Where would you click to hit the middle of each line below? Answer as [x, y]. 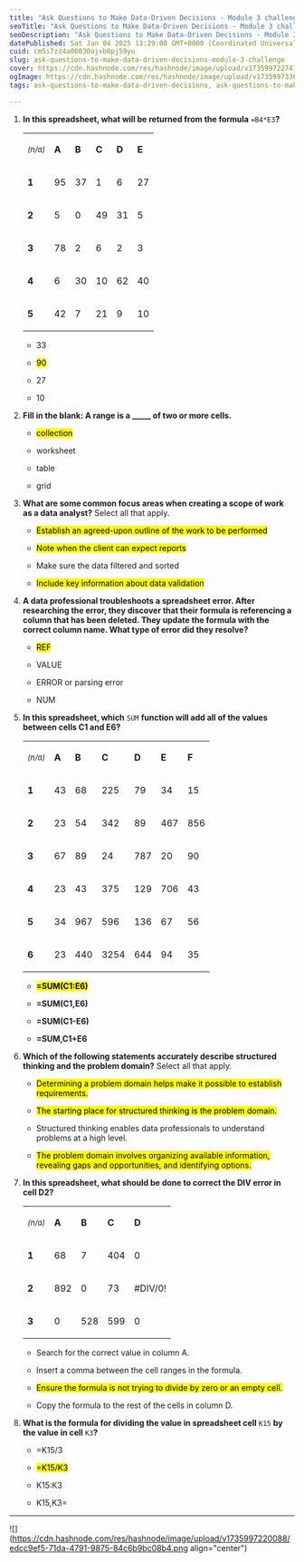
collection [54, 432]
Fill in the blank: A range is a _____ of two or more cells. [127, 415]
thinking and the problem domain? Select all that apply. [127, 1065]
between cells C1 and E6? [71, 727]
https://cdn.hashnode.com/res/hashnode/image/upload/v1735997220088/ [152, 1538]
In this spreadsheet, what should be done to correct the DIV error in [152, 1182]
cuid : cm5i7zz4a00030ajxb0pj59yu [72, 52]
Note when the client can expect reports [111, 548]
